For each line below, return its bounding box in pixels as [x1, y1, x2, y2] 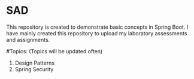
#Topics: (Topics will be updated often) [6, 47, 103, 54]
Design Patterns [14, 59, 55, 66]
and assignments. [6, 36, 50, 43]
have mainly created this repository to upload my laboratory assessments [6, 29, 187, 37]
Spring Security [14, 65, 54, 72]
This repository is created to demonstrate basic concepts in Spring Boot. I [6, 23, 189, 31]
